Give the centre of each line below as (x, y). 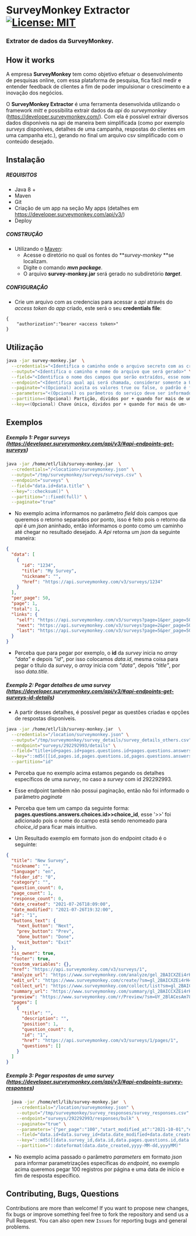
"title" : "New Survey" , (40, 860)
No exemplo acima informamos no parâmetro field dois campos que (96, 513)
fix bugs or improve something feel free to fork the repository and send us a (97, 1214)
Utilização (25, 347)
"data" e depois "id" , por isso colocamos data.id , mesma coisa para (96, 659)
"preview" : (24, 997)
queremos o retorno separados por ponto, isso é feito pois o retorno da (100, 520)
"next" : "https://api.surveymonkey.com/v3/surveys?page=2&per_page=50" (105, 625)
